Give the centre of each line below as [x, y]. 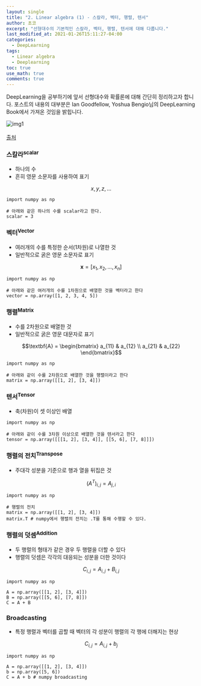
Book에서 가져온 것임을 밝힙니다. [45, 112]
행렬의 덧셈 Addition [32, 535]
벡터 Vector [20, 232]
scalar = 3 [20, 216]
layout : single [25, 12]
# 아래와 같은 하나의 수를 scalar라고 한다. [54, 211]
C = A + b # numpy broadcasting [47, 677]
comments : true [25, 79]
